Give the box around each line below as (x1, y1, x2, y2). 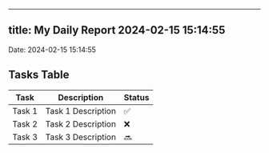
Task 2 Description (45, 118, 116, 129)
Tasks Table (8, 68, 70, 82)
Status (123, 91, 150, 103)
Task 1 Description (45, 105, 116, 116)
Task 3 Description (45, 131, 116, 143)
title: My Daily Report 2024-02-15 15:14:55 (8, 23, 226, 37)
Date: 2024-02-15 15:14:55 (8, 45, 96, 54)
